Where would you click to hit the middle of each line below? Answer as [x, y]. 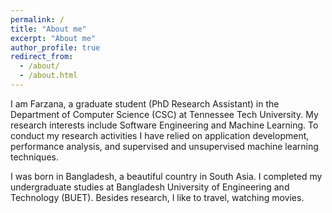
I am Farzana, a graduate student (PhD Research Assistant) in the [145, 103]
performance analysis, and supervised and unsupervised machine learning [164, 146]
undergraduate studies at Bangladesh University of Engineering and [150, 187]
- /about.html [48, 76]
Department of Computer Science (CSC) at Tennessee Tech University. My [164, 114]
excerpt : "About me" [53, 38]
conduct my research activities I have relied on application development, [160, 135]
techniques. [34, 157]
